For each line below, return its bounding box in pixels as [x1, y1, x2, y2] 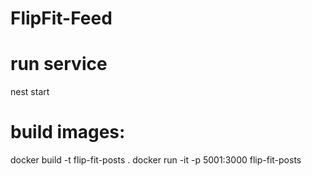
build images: [10, 121, 126, 144]
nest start [10, 86, 50, 98]
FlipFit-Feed [10, 7, 113, 30]
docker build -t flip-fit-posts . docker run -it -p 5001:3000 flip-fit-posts [10, 154, 302, 166]
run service [10, 53, 108, 76]
